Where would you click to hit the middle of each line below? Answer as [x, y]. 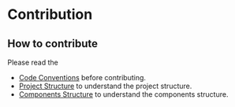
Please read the [33, 62]
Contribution [50, 15]
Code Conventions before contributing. [82, 77]
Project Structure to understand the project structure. [105, 86]
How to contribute [53, 44]
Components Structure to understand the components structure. [123, 94]
